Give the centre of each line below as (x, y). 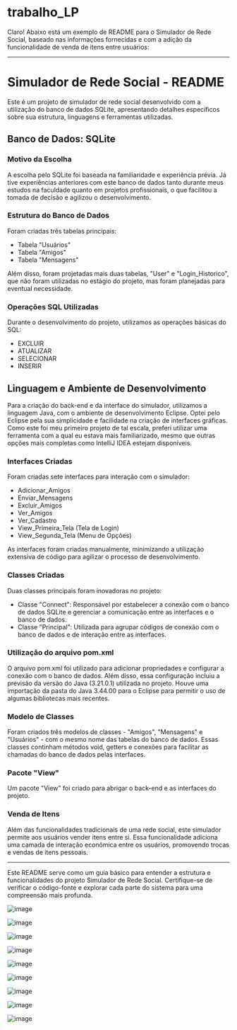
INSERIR (30, 366)
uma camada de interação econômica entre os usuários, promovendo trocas (118, 845)
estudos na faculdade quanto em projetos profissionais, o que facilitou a (112, 190)
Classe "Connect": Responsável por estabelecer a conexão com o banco (123, 604)
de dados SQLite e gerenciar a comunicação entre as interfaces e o (116, 612)
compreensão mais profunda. (50, 895)
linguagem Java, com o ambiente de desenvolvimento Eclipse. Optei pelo (114, 413)
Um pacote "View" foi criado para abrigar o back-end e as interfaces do (112, 788)
